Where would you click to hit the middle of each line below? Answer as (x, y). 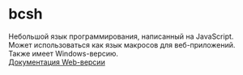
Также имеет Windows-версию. (64, 53)
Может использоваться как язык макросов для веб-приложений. (122, 44)
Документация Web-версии (57, 62)
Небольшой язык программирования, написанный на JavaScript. (121, 36)
